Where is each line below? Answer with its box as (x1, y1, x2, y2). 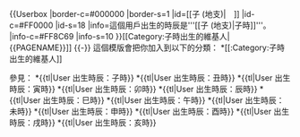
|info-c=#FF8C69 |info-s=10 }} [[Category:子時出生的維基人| (9, 31, 230, 41)
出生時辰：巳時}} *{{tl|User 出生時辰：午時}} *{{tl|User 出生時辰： (42, 95, 285, 106)
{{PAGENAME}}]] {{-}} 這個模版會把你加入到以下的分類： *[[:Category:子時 (9, 42, 285, 53)
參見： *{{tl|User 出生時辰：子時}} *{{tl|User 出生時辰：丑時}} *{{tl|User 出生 (9, 73, 291, 83)
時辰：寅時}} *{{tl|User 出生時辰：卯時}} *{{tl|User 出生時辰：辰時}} (9, 84, 258, 94)
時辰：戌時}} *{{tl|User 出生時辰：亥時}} (9, 117, 157, 128)
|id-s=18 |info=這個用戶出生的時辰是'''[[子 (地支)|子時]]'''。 (55, 20, 271, 30)
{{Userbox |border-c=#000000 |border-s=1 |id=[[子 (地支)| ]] (9, 9, 240, 19)
